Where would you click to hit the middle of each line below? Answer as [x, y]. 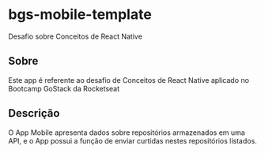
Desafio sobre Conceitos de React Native [75, 36]
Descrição [34, 113]
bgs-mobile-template [80, 15]
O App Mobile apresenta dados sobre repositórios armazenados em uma [127, 132]
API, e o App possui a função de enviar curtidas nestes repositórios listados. [132, 140]
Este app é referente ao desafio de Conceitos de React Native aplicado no [129, 80]
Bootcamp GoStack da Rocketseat [64, 88]
